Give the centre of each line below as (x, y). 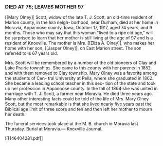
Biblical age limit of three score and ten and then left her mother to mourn (79, 109)
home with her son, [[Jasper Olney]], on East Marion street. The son (73, 48)
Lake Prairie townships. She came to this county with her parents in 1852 (78, 68)
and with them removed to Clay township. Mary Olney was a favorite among (81, 73)
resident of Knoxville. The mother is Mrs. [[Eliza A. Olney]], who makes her (80, 43)
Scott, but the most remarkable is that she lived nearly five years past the (78, 104)
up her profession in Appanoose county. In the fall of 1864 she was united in (81, 89)
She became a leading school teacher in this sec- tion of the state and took (80, 83)
